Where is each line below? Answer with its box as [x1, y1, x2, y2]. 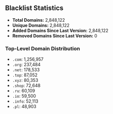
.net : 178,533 [12, 67, 40, 73]
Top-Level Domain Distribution [5, 45, 80, 52]
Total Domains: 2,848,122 [12, 17, 65, 23]
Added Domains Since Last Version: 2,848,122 [12, 27, 109, 34]
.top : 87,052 [12, 72, 38, 78]
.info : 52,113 [12, 98, 38, 104]
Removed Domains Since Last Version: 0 [12, 33, 98, 38]
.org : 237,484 [12, 62, 41, 68]
